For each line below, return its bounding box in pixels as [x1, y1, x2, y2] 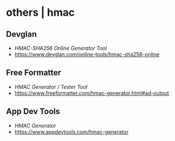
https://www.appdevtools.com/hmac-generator [14, 128, 129, 135]
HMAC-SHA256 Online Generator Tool [14, 44, 107, 51]
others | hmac [6, 6, 75, 19]
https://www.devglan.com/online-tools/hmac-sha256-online [14, 51, 160, 58]
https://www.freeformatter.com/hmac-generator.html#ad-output [14, 90, 169, 97]
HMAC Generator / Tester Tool [14, 83, 87, 90]
